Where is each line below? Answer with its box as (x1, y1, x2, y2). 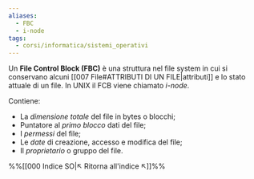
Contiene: (8, 96, 41, 106)
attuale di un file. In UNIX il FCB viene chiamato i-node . (8, 81, 190, 91)
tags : (8, 34, 26, 43)
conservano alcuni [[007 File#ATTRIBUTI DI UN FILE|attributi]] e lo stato (8, 72, 246, 82)
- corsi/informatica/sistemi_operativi (15, 42, 149, 50)
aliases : (8, 11, 38, 20)
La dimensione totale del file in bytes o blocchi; (19, 112, 176, 121)
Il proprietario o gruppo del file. (19, 146, 123, 156)
